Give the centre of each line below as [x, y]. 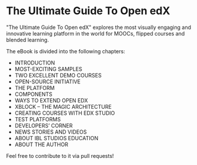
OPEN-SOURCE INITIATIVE [48, 82]
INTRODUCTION [35, 63]
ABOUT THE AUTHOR [41, 144]
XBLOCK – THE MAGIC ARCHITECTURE [63, 106]
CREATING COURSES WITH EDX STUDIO [65, 113]
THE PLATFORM [35, 88]
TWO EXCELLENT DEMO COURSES [58, 75]
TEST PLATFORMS [38, 119]
